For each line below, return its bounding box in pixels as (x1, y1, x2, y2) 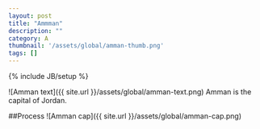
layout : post (8, 11, 52, 20)
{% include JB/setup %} (8, 72, 89, 81)
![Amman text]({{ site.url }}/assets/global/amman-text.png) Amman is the (8, 87, 252, 97)
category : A (8, 34, 48, 43)
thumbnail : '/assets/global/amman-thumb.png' (8, 42, 164, 50)
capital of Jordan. (8, 96, 67, 105)
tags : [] (8, 49, 38, 57)
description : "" (8, 27, 63, 35)
